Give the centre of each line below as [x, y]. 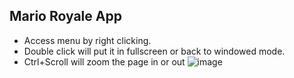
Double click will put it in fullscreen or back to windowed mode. [154, 51]
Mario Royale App [65, 16]
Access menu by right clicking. [87, 40]
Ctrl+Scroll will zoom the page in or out [104, 61]
